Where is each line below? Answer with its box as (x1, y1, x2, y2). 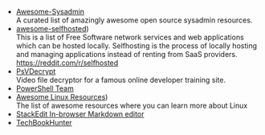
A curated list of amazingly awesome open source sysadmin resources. (15, 15, 253, 25)
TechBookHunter (15, 118, 72, 127)
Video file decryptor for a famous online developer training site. (15, 76, 226, 84)
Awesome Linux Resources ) (15, 92, 108, 101)
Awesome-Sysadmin (15, 7, 85, 16)
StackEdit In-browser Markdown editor (15, 109, 145, 119)
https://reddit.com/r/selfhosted (15, 58, 119, 67)
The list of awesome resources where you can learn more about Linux (15, 100, 248, 110)
